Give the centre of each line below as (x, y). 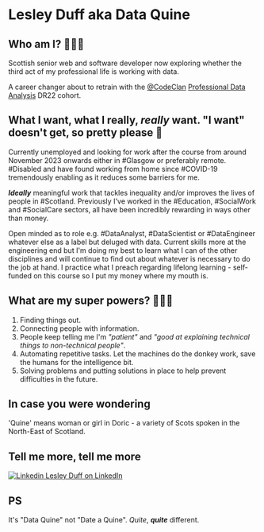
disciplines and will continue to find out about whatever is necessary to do (130, 258)
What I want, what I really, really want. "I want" (126, 120)
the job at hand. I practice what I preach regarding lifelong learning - (120, 267)
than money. (29, 218)
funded (20, 275)
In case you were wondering (79, 404)
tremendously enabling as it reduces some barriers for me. (104, 177)
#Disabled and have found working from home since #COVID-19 (113, 169)
